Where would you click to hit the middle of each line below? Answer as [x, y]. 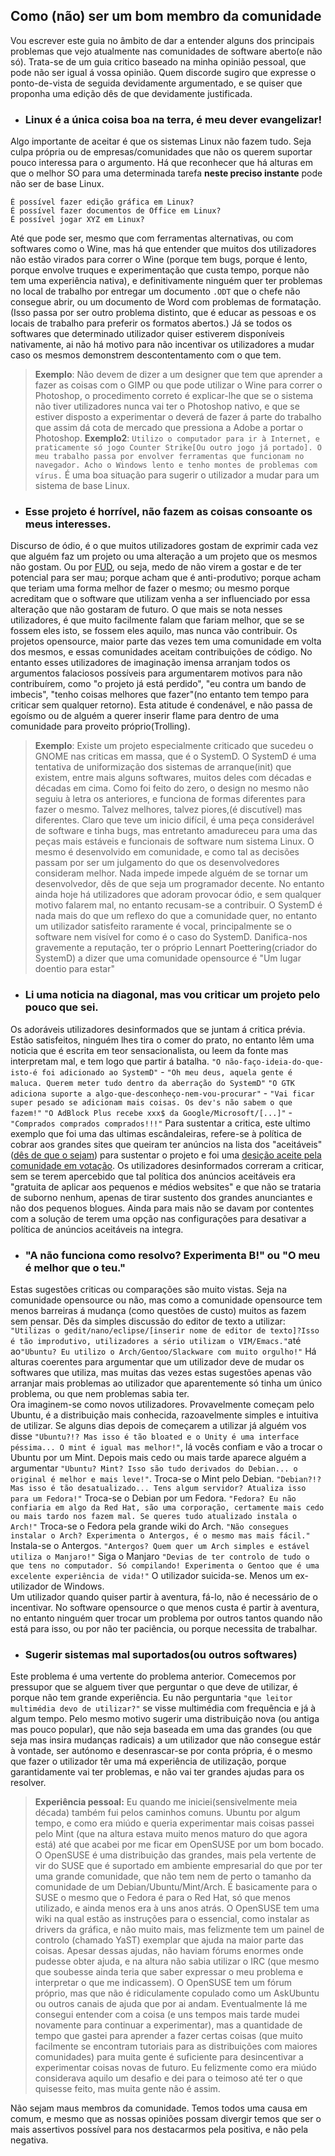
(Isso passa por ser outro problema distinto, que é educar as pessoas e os [163, 313]
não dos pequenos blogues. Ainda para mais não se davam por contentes [162, 1208]
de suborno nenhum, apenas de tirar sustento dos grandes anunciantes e [161, 1197]
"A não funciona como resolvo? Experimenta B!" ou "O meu [172, 1255]
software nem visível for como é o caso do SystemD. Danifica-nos [171, 937]
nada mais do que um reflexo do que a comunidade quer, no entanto [176, 916]
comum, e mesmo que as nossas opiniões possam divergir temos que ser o [166, 2119]
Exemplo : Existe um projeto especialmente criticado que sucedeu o [174, 746]
